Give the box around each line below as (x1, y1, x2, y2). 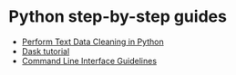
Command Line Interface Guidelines (21, 55, 157, 66)
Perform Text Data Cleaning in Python (21, 36, 165, 47)
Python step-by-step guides (8, 6, 227, 27)
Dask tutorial (21, 45, 70, 56)
